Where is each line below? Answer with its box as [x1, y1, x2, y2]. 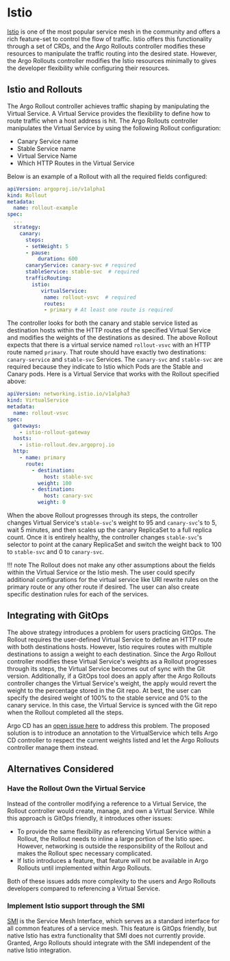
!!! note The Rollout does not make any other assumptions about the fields [7, 561, 216, 569]
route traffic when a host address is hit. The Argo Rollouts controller [7, 117, 199, 125]
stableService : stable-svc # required [25, 269, 139, 276]
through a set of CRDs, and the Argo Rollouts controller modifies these [7, 42, 206, 50]
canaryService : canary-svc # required [25, 262, 136, 269]
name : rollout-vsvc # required [43, 293, 136, 301]
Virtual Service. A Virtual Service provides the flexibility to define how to [7, 109, 211, 117]
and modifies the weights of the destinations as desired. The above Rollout [7, 334, 218, 342]
